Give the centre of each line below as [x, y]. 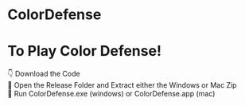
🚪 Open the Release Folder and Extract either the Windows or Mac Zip [122, 85]
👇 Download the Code [44, 74]
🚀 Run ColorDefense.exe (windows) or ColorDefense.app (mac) [111, 94]
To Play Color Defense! [85, 51]
